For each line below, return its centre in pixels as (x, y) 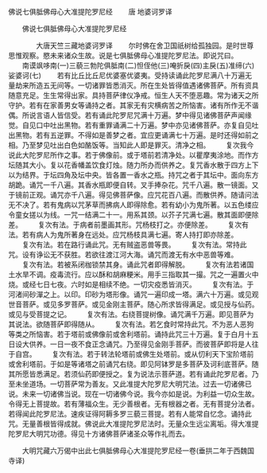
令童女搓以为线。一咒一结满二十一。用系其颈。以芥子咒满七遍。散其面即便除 (133, 215)
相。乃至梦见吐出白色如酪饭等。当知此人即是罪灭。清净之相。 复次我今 (131, 145)
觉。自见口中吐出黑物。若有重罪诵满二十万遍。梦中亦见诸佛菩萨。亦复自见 (130, 125)
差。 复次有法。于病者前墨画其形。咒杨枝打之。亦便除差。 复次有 (128, 225)
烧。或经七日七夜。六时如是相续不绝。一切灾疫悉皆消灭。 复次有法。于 (131, 284)
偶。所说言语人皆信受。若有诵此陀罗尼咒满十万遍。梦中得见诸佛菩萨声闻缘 (130, 115)
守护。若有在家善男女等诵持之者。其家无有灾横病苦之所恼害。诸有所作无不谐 (133, 105)
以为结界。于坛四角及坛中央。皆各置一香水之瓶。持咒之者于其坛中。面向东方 (133, 175)
